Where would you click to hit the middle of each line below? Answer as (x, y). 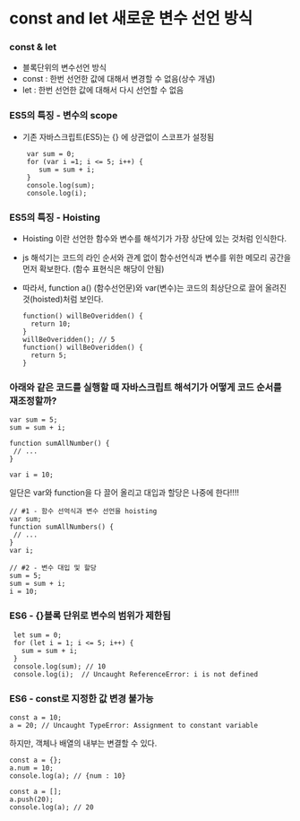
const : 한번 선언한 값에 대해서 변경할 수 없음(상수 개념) (119, 79)
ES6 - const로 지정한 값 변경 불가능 (81, 698)
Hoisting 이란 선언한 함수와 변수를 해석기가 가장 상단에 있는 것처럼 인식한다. (154, 239)
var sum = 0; (51, 153)
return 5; (49, 355)
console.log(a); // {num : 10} (68, 776)
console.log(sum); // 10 (59, 666)
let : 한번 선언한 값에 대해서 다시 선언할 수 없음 (103, 90)
